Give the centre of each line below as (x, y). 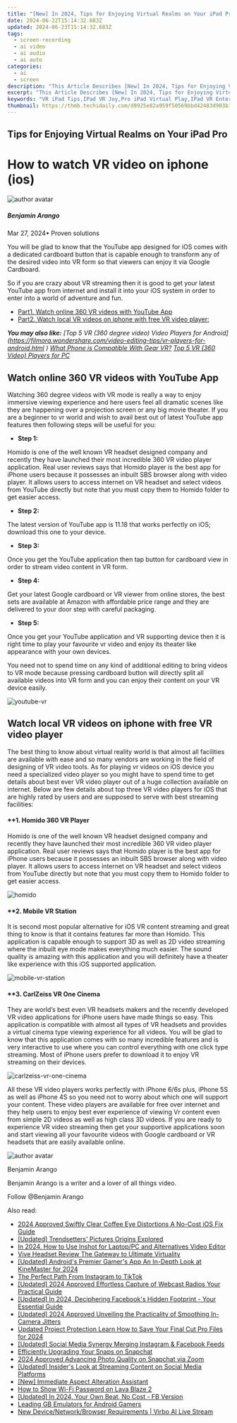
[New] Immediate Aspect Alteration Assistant (83, 1382)
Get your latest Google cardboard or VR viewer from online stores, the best (116, 594)
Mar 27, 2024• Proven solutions (54, 233)
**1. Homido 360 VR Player (48, 821)
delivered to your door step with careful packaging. (82, 609)
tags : (15, 34)
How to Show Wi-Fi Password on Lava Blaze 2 (85, 1389)
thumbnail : (23, 106)
